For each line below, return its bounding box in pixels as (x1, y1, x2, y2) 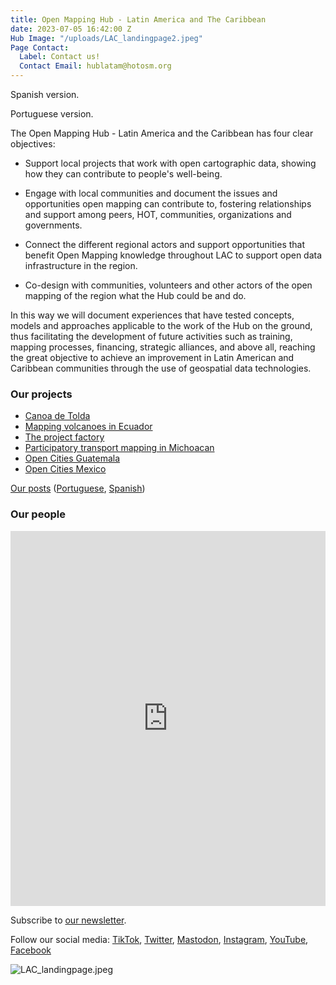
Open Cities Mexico (24, 463, 107, 475)
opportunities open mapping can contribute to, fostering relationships (24, 198, 312, 210)
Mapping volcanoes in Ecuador (24, 421, 153, 433)
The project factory (24, 431, 105, 443)
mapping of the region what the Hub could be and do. (24, 290, 247, 301)
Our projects (10, 387, 73, 401)
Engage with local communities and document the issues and (24, 187, 278, 199)
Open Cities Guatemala (24, 452, 121, 465)
